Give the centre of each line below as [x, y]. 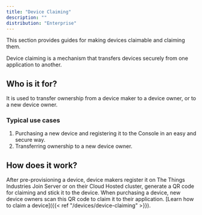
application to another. [34, 65]
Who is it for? [32, 84]
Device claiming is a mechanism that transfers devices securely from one [97, 59]
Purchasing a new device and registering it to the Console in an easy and [106, 133]
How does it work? [42, 165]
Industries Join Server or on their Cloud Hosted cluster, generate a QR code [100, 186]
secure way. [30, 140]
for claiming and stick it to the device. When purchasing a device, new [93, 193]
